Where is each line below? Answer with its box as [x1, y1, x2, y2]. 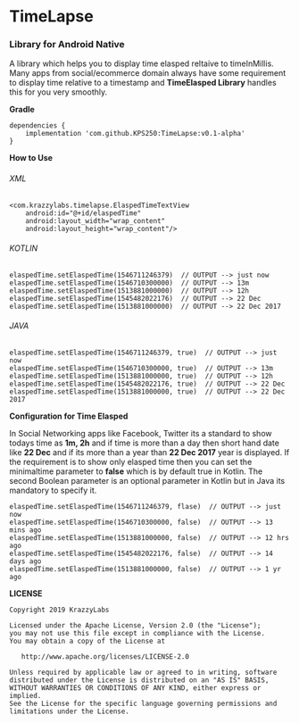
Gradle [9, 104, 36, 115]
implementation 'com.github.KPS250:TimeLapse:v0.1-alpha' [25, 129, 245, 138]
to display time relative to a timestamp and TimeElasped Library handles [9, 78, 277, 88]
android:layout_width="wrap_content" [25, 216, 166, 225]
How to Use [9, 153, 54, 163]
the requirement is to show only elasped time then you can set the [9, 457, 253, 468]
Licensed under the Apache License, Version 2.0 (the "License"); [9, 621, 262, 630]
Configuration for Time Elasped [9, 411, 129, 421]
